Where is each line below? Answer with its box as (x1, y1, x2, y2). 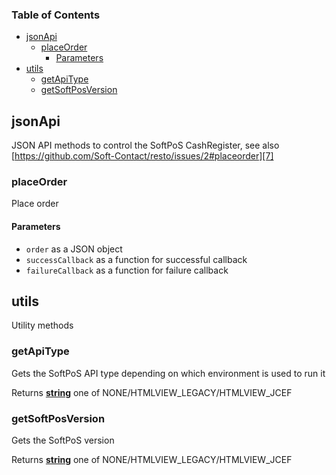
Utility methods (11, 319, 74, 332)
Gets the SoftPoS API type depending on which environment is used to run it (11, 367, 326, 379)
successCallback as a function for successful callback (25, 253, 248, 265)
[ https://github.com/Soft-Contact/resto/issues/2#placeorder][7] (11, 150, 274, 162)
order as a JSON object (25, 243, 123, 255)
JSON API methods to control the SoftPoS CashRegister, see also (11, 139, 280, 152)
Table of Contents (11, 8, 101, 22)
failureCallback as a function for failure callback (25, 264, 229, 276)
